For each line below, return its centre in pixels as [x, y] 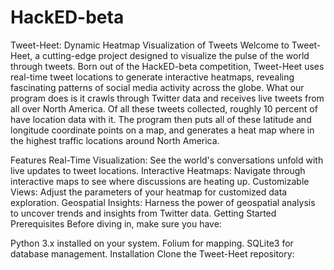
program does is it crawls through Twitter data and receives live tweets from [167, 98]
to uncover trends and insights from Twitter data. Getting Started [143, 213]
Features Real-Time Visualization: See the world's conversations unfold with [167, 160]
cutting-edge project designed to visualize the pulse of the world [176, 55]
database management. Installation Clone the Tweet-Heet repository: [152, 253]
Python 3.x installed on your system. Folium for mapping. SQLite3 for [152, 243]
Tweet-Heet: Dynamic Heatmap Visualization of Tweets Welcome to [150, 45]
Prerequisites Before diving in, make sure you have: [116, 223]
